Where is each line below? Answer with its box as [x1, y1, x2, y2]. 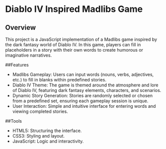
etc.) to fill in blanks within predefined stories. [12, 77, 107, 82]
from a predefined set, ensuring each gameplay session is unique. [12, 98, 149, 104]
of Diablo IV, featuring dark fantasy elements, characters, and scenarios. [12, 87, 162, 93]
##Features [5, 62, 29, 68]
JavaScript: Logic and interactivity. [12, 138, 84, 144]
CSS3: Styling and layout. [12, 133, 65, 139]
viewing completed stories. [12, 108, 68, 114]
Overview [5, 23, 36, 32]
